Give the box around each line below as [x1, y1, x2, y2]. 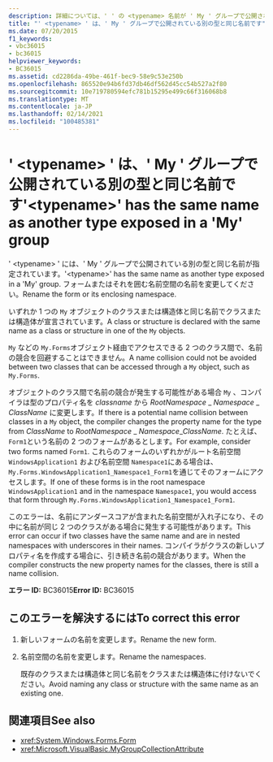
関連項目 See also [8, 714, 96, 728]
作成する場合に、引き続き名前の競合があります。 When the [50, 550, 246, 561]
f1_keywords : [8, 34, 53, 43]
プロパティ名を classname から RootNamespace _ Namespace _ [43, 397, 260, 407]
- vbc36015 [8, 42, 45, 50]
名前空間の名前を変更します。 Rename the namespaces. [19, 652, 206, 661]
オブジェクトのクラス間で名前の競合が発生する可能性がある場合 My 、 [8, 387, 240, 396]
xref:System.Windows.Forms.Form [19, 736, 136, 746]
